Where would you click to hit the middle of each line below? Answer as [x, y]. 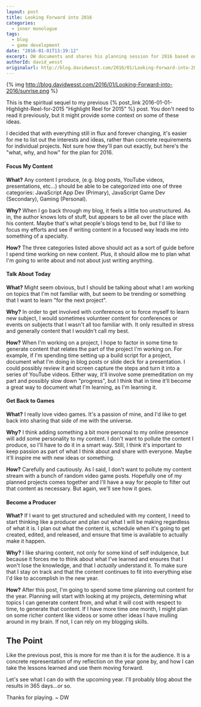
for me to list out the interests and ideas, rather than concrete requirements [99, 140]
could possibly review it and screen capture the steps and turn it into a [93, 368]
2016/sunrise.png [28, 91]
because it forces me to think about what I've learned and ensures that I [95, 559]
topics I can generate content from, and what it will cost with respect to [94, 603]
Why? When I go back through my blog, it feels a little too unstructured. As [98, 210]
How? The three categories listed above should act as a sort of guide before [100, 247]
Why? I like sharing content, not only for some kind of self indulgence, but [98, 553]
